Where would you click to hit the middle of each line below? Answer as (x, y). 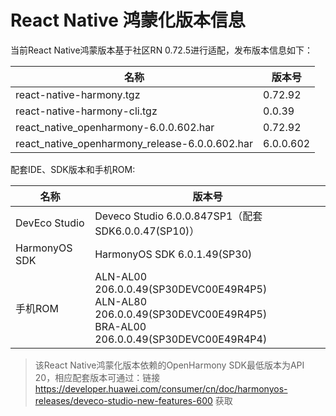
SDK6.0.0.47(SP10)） (147, 231)
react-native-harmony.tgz (78, 94)
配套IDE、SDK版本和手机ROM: (73, 169)
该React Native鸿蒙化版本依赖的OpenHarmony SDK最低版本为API (169, 365)
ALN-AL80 (121, 301)
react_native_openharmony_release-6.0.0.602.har (134, 143)
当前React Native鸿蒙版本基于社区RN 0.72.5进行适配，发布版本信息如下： (162, 50)
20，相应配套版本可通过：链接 (97, 377)
